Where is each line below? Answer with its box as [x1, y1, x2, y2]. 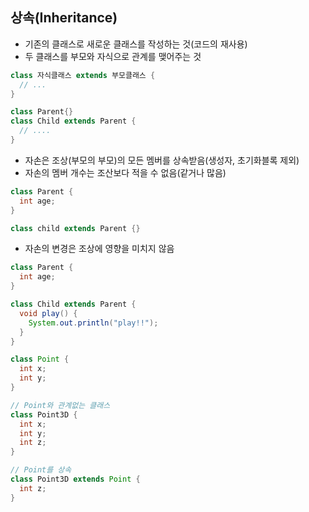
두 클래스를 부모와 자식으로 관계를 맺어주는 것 [24, 50, 202, 62]
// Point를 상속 [10, 465, 72, 475]
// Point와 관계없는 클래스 [10, 400, 111, 410]
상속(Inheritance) [10, 9, 118, 27]
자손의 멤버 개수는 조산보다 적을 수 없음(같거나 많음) [24, 166, 227, 178]
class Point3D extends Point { [10, 474, 141, 485]
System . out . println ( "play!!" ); [28, 318, 159, 328]
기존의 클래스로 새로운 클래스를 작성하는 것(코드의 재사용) [24, 38, 248, 50]
